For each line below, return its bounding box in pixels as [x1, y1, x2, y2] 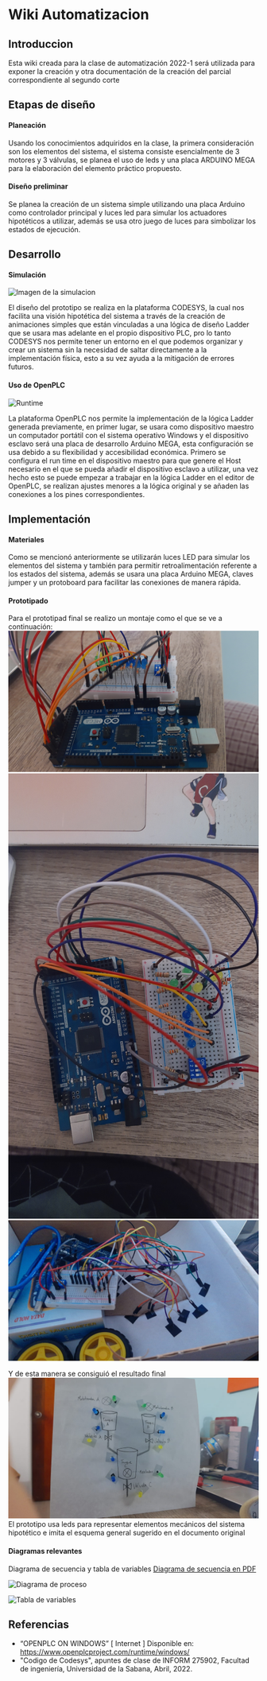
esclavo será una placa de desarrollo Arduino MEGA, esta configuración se [8, 439, 254, 448]
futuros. [8, 362, 34, 371]
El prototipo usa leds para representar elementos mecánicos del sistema [8, 1520, 245, 1529]
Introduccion [8, 37, 74, 51]
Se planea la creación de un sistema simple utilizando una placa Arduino [8, 199, 246, 208]
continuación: [8, 622, 53, 631]
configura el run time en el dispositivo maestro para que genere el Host [8, 456, 242, 465]
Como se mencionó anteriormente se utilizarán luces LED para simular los [8, 553, 250, 562]
